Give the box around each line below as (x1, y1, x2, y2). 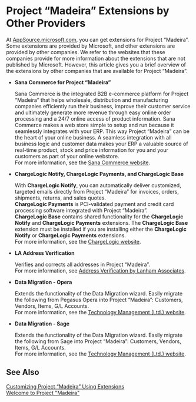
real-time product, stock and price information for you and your (14, 146, 169, 154)
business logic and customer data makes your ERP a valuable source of (14, 140, 188, 147)
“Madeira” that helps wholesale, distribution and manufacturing (14, 96, 168, 104)
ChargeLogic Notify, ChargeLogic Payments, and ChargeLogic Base (14, 170, 184, 177)
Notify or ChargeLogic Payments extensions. (14, 231, 127, 239)
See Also (6, 367, 39, 377)
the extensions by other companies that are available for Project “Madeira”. (6, 67, 188, 74)
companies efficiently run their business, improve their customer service (14, 102, 191, 109)
